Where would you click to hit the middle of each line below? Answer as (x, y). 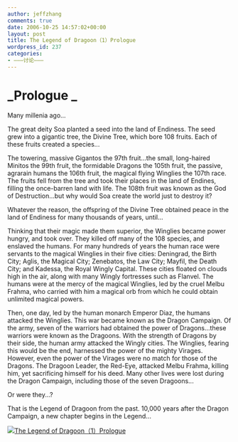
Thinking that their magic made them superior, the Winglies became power (117, 231)
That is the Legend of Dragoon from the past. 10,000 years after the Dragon (118, 408)
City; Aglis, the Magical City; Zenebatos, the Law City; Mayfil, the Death (112, 261)
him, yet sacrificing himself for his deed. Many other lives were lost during (116, 373)
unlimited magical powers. (46, 299)
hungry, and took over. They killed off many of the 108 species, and (106, 238)
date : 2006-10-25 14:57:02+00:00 (57, 27)
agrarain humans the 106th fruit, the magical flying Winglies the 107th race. (117, 173)
